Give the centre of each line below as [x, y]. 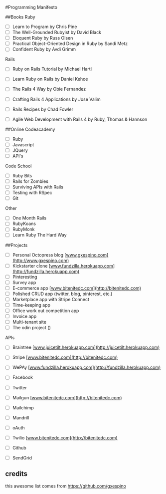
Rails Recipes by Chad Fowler [43, 109]
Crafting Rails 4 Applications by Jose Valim [56, 99]
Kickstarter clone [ [31, 266]
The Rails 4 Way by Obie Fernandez [49, 89]
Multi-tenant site [29, 322]
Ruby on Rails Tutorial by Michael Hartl [52, 69]
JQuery [20, 150]
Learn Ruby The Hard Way [39, 235]
